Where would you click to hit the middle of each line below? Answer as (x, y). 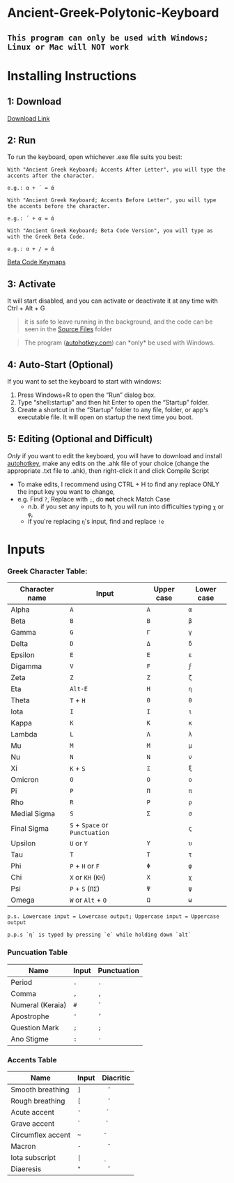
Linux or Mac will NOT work (68, 47)
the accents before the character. (59, 206)
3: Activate (32, 284)
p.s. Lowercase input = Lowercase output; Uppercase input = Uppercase (113, 917)
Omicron (25, 780)
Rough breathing (38, 1101)
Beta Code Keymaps (37, 262)
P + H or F (84, 866)
